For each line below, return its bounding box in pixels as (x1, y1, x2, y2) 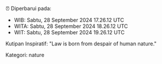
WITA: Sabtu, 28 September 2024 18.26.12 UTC (13, 23, 128, 30)
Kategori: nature (5, 52, 44, 58)
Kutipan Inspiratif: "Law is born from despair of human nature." (5, 40, 157, 47)
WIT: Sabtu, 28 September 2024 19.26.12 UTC (13, 29, 125, 35)
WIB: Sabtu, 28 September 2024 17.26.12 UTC (13, 17, 124, 23)
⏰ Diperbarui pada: (5, 5, 52, 12)
